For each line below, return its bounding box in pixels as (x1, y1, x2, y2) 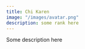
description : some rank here (6, 20, 79, 26)
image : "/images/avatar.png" (6, 14, 79, 20)
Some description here (6, 36, 63, 44)
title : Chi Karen (6, 8, 50, 15)
